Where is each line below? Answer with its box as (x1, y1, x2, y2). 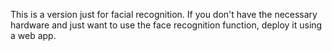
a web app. (10, 30, 57, 41)
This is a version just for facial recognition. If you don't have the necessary (10, 9, 318, 20)
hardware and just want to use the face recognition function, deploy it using (10, 19, 323, 31)
